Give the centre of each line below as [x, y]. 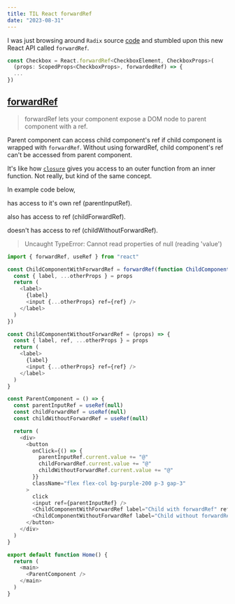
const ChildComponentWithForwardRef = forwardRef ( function [95, 269]
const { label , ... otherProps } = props [73, 276]
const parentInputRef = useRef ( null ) [69, 405]
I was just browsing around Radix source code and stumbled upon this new [115, 40]
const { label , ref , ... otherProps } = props [81, 341]
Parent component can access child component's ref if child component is [115, 140]
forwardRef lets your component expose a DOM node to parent [115, 119]
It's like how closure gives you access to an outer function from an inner [112, 168]
